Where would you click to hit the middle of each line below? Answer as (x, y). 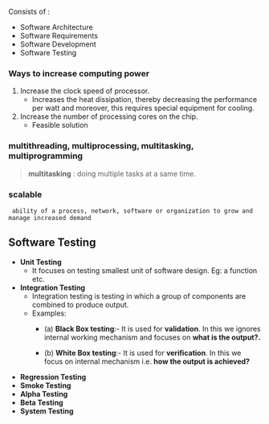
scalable (25, 194)
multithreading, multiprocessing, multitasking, (101, 146)
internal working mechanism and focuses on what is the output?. (152, 337)
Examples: (49, 313)
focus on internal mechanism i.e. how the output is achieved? (147, 361)
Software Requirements (59, 36)
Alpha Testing (44, 393)
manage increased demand (50, 218)
